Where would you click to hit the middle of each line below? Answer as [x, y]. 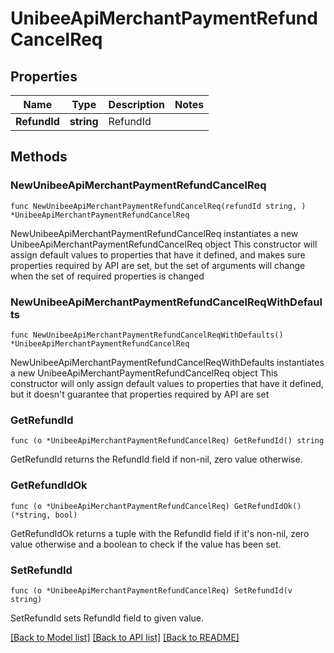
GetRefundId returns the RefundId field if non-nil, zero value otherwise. [156, 459]
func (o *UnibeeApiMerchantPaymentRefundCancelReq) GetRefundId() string [167, 441]
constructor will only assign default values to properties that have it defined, [167, 383]
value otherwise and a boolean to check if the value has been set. [146, 544]
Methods [39, 157]
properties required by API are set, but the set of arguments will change [158, 265]
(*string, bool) [44, 515]
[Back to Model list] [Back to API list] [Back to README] [125, 637]
